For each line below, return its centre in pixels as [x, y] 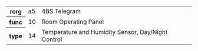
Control [52, 39]
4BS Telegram [61, 11]
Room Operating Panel [73, 22]
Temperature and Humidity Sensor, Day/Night [105, 32]
